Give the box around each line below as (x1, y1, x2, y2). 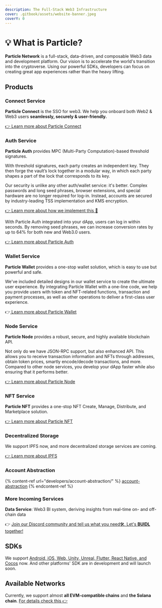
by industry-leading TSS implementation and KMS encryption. (5, 198, 129, 204)
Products (5, 83, 33, 91)
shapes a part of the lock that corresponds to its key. (5, 173, 110, 179)
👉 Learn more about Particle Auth (5, 239, 74, 245)
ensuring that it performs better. (5, 369, 69, 375)
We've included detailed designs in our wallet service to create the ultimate (5, 279, 155, 284)
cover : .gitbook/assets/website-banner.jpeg (5, 12, 96, 16)
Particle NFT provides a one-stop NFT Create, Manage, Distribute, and (5, 404, 147, 410)
